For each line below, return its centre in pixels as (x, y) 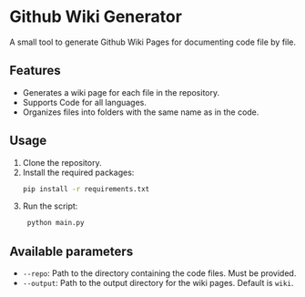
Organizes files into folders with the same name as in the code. (141, 112)
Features (35, 71)
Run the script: (50, 206)
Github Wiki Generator (96, 17)
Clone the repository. (62, 162)
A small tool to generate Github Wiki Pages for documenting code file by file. (153, 42)
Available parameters (71, 251)
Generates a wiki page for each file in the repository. (121, 92)
